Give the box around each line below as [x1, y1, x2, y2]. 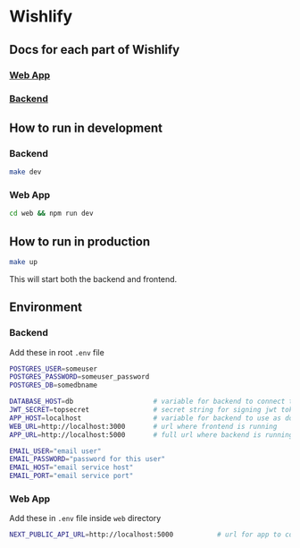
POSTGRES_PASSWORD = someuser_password [9, 372, 150, 381]
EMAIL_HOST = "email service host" [9, 463, 134, 472]
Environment [9, 300, 83, 315]
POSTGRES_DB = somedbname [9, 381, 98, 390]
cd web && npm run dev [9, 209, 94, 218]
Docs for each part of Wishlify [9, 42, 180, 57]
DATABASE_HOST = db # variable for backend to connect [9, 397, 286, 407]
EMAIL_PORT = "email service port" [9, 472, 134, 481]
